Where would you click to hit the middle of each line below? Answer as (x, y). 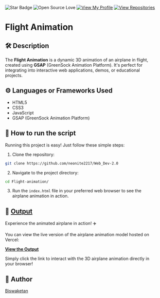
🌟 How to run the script (41, 133)
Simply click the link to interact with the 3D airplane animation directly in (77, 259)
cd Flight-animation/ (27, 182)
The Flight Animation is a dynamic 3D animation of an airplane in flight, (77, 60)
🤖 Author (19, 279)
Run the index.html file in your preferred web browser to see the (77, 191)
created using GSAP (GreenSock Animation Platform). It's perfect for (74, 65)
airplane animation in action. (40, 196)
